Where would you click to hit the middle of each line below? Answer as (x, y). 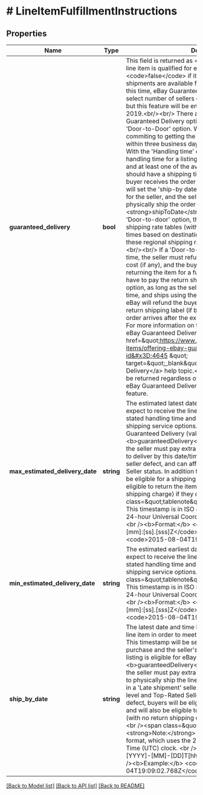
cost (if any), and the (156, 265)
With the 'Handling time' (160, 151)
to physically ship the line (162, 680)
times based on (148, 234)
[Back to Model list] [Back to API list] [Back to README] (76, 786)
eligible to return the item (162, 486)
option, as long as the (156, 287)
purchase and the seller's (162, 650)
